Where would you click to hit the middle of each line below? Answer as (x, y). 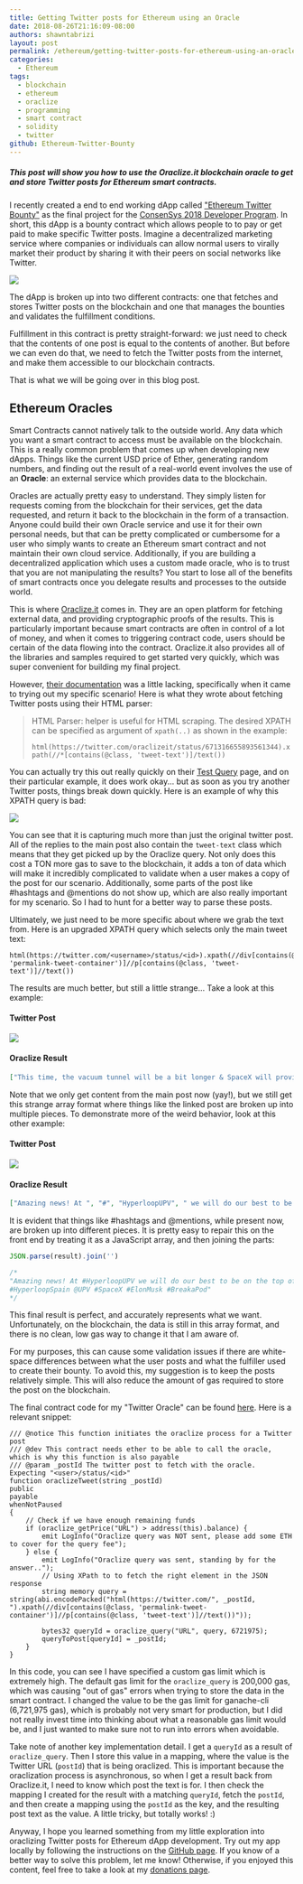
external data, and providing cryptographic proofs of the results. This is (142, 619)
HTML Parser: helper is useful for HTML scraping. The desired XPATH (161, 721)
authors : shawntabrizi (52, 34)
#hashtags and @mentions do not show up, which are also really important (148, 892)
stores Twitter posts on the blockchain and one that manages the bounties (147, 306)
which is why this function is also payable (94, 1458)
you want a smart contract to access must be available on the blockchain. (146, 440)
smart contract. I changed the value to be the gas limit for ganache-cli (139, 1701)
